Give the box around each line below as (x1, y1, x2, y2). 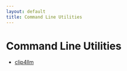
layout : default (6, 8, 46, 15)
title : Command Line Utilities (6, 14, 83, 20)
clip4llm (14, 59, 34, 66)
